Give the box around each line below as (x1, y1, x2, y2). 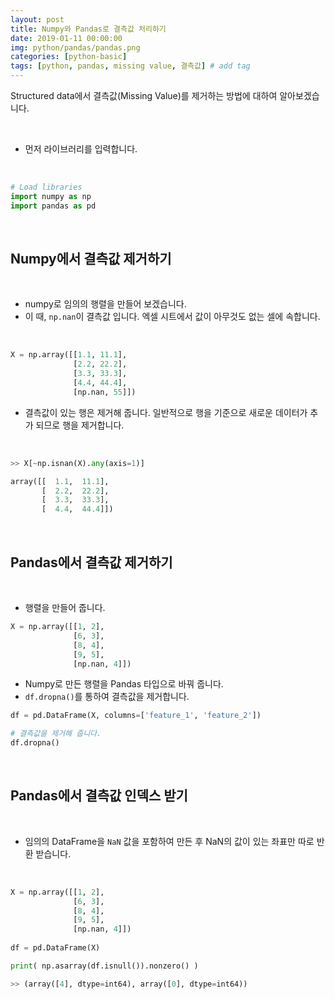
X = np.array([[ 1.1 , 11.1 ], (10, 350, 128, 360)
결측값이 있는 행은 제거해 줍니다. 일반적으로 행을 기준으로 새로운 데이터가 (24, 406, 308, 418)
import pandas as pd (10, 201, 97, 211)
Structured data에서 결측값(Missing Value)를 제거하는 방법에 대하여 (10, 90, 278, 101)
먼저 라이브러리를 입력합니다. (24, 143, 138, 155)
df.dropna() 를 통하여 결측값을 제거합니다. (24, 691, 190, 703)
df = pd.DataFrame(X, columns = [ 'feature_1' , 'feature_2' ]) (10, 711, 262, 721)
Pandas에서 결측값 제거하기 (10, 554, 173, 571)
